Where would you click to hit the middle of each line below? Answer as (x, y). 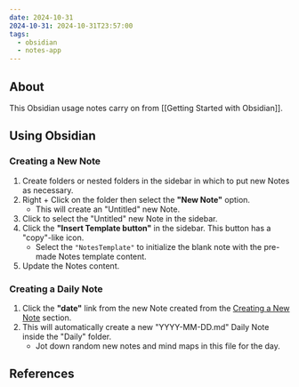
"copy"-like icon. (53, 238)
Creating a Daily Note (57, 288)
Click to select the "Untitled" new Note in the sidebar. (120, 218)
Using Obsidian (53, 136)
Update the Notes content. (71, 266)
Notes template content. (102, 256)
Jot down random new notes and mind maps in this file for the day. (158, 346)
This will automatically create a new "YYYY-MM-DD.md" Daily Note (145, 327)
